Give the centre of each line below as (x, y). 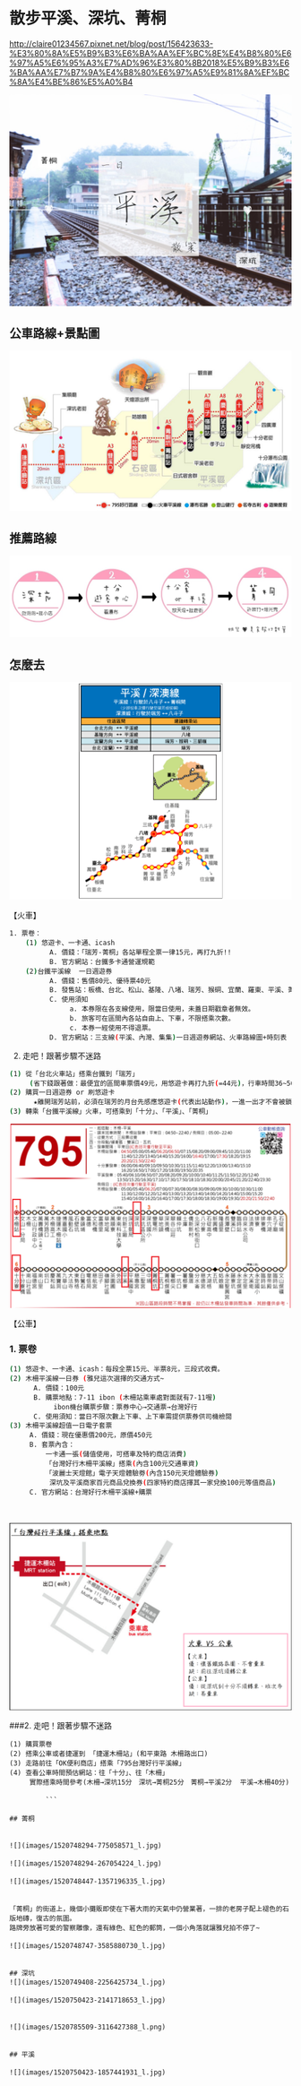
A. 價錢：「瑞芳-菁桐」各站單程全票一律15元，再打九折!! (140, 952)
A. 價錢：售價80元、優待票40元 (100, 981)
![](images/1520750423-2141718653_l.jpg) (88, 2000)
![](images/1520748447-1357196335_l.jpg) (88, 1881)
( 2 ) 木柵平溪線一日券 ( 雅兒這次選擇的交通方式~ (87, 1379)
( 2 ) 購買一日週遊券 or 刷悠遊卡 (62, 1093)
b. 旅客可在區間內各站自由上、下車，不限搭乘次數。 (152, 1019)
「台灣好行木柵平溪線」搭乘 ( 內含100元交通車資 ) (122, 1463)
